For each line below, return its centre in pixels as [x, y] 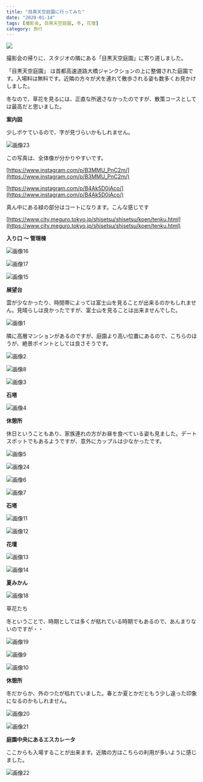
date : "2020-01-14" [31, 18]
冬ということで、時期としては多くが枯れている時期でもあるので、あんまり [99, 621]
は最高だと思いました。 [35, 107]
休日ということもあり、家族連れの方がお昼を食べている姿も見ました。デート [101, 434]
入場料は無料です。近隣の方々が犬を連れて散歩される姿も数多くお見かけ [106, 79]
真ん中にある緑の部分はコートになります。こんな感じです [78, 207]
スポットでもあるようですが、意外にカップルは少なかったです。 [86, 441]
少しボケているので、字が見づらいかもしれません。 [70, 132]
